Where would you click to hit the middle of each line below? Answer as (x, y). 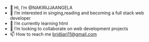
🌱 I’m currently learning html (39, 23)
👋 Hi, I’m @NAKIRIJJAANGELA (41, 8)
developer (20, 18)
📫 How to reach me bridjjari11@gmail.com (53, 34)
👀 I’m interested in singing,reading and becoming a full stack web (77, 13)
